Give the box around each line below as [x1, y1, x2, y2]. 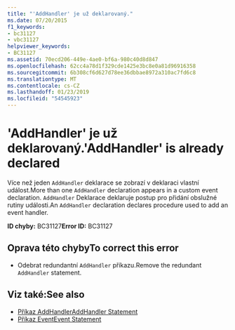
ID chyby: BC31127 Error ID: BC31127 [7, 222, 113, 230]
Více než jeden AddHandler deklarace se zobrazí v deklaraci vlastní [7, 178, 199, 187]
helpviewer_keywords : [7, 43, 71, 50]
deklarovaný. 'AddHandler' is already [7, 140, 224, 157]
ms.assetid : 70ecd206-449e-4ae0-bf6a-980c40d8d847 [7, 56, 159, 63]
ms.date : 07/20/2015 [7, 17, 68, 24]
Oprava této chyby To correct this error [7, 242, 179, 254]
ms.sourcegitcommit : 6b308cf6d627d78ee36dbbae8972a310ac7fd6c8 [7, 69, 196, 76]
